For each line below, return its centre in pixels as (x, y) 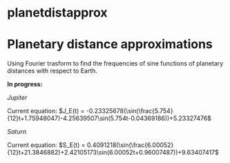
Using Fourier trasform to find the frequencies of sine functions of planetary (115, 64)
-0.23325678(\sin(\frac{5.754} (130, 111)
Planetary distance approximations (110, 45)
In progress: (25, 84)
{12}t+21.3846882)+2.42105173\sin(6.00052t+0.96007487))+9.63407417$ (113, 153)
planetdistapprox (58, 13)
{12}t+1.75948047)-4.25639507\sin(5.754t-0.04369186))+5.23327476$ (109, 118)
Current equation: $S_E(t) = (46, 145)
